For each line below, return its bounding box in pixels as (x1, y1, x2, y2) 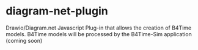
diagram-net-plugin (5, 4, 108, 18)
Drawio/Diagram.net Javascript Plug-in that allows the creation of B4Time (5, 24, 192, 31)
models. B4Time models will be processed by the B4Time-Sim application (5, 30, 192, 37)
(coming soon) (5, 37, 43, 44)
